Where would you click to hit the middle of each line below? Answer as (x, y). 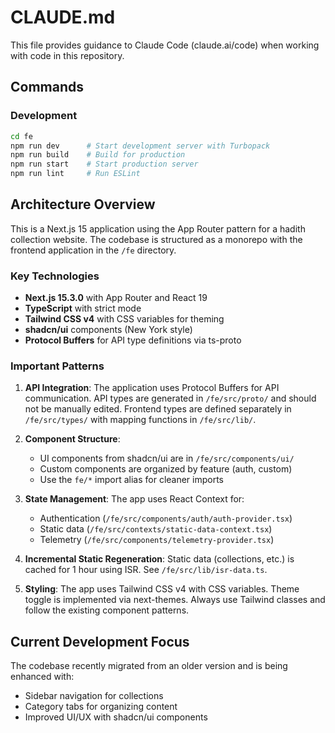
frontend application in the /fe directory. (93, 250)
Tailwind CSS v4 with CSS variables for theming (124, 319)
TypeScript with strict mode (83, 308)
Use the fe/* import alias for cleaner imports (132, 480)
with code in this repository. (67, 55)
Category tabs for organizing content (101, 707)
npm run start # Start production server (104, 164)
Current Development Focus (100, 641)
